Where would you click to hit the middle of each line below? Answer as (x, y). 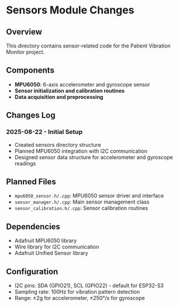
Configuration (32, 272)
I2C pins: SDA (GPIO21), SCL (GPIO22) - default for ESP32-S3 (89, 285)
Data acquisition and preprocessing (59, 96)
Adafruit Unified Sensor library (51, 253)
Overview (24, 32)
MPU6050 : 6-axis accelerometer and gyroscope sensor (82, 84)
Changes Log (31, 115)
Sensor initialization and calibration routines (69, 91)
